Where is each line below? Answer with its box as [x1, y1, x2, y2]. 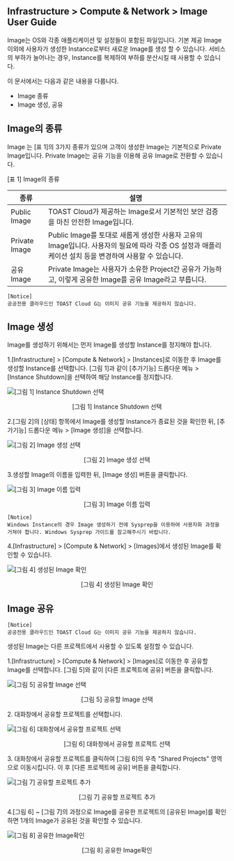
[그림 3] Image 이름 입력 [83, 500, 151, 508]
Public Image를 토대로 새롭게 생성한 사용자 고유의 [48, 230, 203, 240]
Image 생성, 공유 [17, 100, 63, 109]
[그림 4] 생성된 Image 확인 [81, 580, 153, 588]
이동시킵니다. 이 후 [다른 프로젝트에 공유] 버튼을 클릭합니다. [19, 763, 181, 772]
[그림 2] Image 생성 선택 [83, 456, 151, 464]
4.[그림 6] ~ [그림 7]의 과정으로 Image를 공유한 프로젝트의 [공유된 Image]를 [7, 808, 214, 816]
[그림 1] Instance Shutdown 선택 [72, 402, 162, 411]
